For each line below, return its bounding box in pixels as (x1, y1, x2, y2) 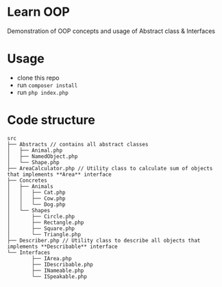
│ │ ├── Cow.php (7, 195, 66, 202)
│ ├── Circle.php (7, 213, 75, 220)
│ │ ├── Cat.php (7, 189, 66, 196)
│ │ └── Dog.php (7, 200, 66, 208)
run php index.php (16, 88, 69, 96)
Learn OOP (7, 4, 71, 20)
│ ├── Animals (7, 183, 53, 190)
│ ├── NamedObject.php (7, 152, 78, 160)
